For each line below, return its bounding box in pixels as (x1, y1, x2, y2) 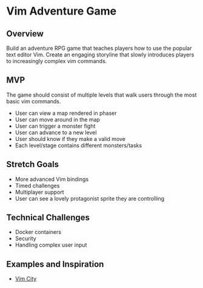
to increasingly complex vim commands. (6, 58, 107, 64)
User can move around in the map (15, 115, 100, 123)
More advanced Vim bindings (15, 175, 89, 183)
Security (15, 235, 36, 242)
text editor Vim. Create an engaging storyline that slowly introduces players (6, 51, 195, 58)
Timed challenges (15, 182, 60, 189)
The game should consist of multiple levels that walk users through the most (6, 91, 197, 98)
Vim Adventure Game (6, 4, 117, 18)
